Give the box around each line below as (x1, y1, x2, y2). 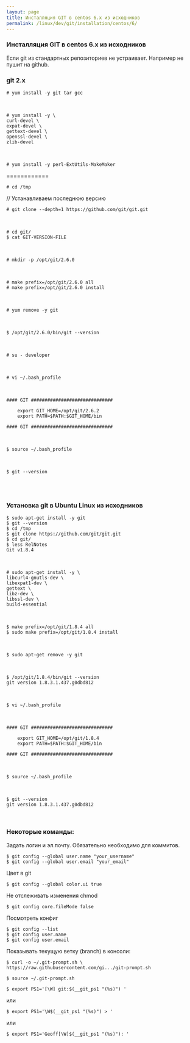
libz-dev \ (6, 591, 34, 597)
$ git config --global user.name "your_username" (6, 853, 135, 859)
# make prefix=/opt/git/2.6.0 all (6, 279, 94, 285)
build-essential (6, 601, 47, 608)
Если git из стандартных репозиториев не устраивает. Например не (6, 54, 184, 62)
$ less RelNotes (6, 542, 47, 548)
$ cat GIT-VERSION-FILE (6, 234, 67, 240)
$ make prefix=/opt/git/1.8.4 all (6, 624, 94, 630)
